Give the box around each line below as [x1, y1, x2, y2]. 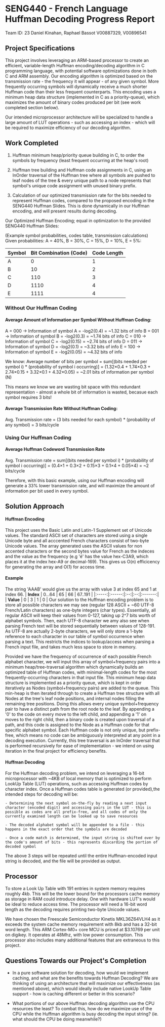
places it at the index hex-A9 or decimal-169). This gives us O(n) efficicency [5, 558, 160, 564]
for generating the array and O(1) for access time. [5, 564, 106, 570]
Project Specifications [5, 44, 75, 52]
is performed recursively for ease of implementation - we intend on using [5, 742, 154, 749]
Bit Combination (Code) [30, 249, 87, 256]
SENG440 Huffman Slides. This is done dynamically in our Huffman [12, 203, 150, 209]
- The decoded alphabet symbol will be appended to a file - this [5, 822, 145, 828]
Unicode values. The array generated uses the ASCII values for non [5, 543, 142, 549]
